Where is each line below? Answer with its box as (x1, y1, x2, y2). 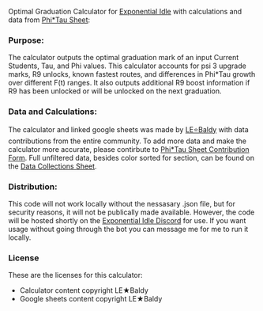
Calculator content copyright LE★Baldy (19, 286, 148, 295)
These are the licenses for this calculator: (8, 271, 144, 280)
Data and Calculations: (8, 106, 97, 117)
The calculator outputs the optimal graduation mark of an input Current (8, 53, 239, 63)
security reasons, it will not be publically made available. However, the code (8, 207, 255, 217)
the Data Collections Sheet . (8, 161, 97, 171)
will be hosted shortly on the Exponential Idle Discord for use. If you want (8, 215, 246, 225)
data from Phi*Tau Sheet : (8, 15, 91, 25)
